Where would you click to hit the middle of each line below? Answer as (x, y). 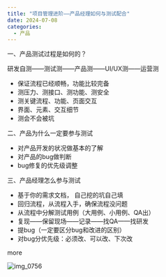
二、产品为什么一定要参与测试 (50, 133)
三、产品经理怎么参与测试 (44, 180)
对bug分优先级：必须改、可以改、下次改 (75, 239)
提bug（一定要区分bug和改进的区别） (71, 230)
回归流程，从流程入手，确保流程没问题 (72, 204)
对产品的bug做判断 (44, 157)
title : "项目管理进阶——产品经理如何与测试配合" (69, 14)
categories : (24, 27)
